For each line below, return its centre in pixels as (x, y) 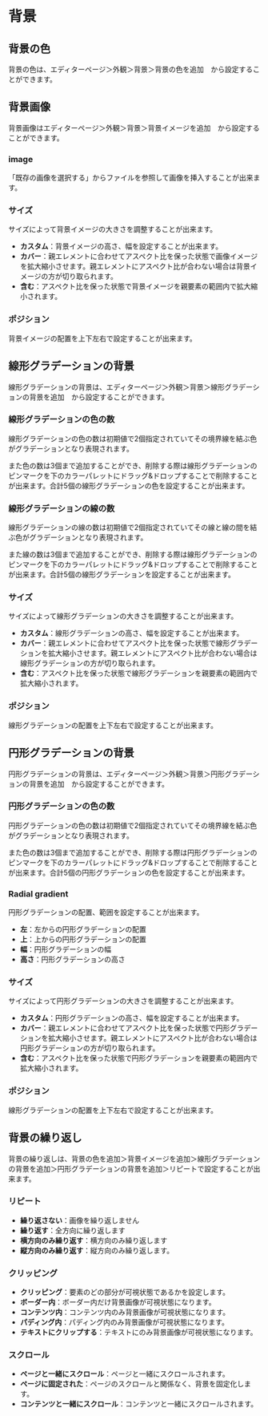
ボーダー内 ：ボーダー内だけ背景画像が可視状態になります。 (116, 1302)
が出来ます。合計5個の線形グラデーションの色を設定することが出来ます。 (129, 485)
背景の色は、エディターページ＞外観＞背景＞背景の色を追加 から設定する (131, 69)
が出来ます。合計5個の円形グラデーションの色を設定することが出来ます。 (129, 872)
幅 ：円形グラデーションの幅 (66, 949)
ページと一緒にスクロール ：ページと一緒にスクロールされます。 (124, 1374)
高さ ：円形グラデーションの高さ (72, 960)
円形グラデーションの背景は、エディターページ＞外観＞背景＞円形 (117, 774)
